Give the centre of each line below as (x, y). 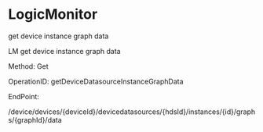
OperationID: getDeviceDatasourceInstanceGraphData (96, 81)
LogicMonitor (53, 14)
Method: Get (28, 66)
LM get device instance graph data (64, 51)
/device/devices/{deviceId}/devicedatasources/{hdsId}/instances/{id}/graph (132, 112)
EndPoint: (24, 96)
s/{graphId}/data (35, 120)
